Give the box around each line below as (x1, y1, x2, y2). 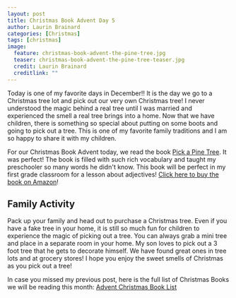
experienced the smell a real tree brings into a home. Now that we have (7, 111, 215, 120)
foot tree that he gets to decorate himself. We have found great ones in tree (7, 246, 227, 255)
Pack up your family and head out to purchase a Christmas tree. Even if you (7, 217, 228, 225)
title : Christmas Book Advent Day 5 (7, 17, 115, 24)
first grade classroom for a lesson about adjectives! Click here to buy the (7, 170, 219, 179)
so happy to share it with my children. (7, 133, 117, 142)
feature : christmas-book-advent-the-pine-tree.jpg (13, 50, 166, 57)
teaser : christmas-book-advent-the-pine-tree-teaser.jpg (13, 56, 185, 64)
